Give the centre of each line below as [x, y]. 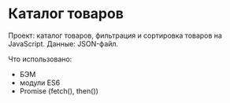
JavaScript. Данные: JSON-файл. [63, 43]
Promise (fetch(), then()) [59, 90]
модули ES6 [40, 83]
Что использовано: [40, 59]
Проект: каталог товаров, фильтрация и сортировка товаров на [115, 35]
